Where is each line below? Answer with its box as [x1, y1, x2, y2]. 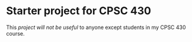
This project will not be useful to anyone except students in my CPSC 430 [6, 24, 186, 31]
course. [6, 30, 25, 37]
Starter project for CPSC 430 [6, 4, 151, 18]
